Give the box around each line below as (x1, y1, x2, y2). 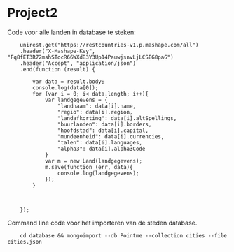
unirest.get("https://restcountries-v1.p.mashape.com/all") (20, 41, 199, 48)
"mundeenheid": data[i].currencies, (57, 133, 165, 140)
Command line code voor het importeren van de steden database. (7, 218, 198, 227)
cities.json (7, 238, 42, 245)
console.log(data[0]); (32, 84, 99, 91)
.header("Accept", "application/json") (20, 59, 137, 67)
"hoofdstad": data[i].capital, (57, 127, 149, 134)
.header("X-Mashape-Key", (20, 47, 96, 54)
